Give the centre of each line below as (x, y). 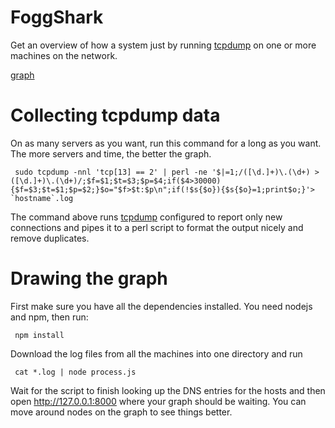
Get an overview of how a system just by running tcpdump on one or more (163, 45)
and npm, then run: (49, 317)
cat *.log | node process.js (75, 372)
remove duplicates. (50, 238)
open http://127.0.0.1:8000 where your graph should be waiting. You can (158, 401)
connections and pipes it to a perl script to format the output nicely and (157, 227)
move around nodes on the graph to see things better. (121, 412)
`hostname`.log (42, 198)
